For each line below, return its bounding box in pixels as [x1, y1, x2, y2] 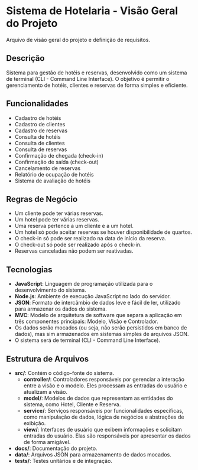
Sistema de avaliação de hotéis [14, 177, 90, 184]
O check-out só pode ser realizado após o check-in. [14, 241, 142, 249]
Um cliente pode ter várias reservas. [14, 210, 103, 217]
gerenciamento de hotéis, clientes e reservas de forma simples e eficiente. [6, 81, 188, 89]
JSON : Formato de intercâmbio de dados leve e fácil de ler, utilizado [14, 299, 181, 306]
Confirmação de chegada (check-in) [14, 152, 103, 159]
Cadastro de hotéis [14, 114, 61, 122]
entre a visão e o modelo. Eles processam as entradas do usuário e [23, 382, 187, 389]
